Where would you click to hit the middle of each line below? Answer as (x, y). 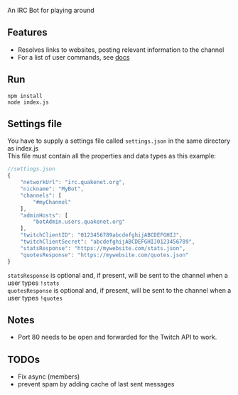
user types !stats (33, 283)
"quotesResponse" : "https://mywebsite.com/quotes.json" (105, 255)
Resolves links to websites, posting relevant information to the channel (121, 50)
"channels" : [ (41, 195)
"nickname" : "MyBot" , (52, 189)
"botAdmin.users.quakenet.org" (79, 222)
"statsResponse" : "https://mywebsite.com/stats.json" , (103, 248)
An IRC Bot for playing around (51, 10)
